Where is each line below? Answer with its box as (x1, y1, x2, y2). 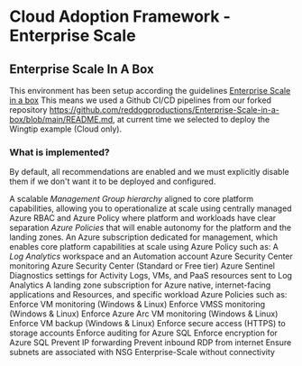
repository (9, 105, 48, 114)
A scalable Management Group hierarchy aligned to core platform (9, 194, 254, 205)
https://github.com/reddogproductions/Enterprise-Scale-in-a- (49, 105, 279, 114)
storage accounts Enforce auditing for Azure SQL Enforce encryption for (9, 327, 278, 339)
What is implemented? (9, 146, 110, 159)
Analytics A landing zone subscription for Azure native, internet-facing (9, 279, 271, 290)
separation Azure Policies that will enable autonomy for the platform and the (9, 223, 291, 233)
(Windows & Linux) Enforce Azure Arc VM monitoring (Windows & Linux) (9, 308, 279, 319)
